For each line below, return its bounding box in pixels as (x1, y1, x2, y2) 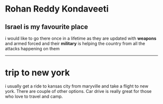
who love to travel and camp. (5, 93, 63, 99)
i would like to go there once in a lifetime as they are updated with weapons (5, 35, 157, 41)
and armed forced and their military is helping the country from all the (5, 41, 146, 46)
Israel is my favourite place (5, 23, 88, 31)
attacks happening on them (5, 46, 60, 51)
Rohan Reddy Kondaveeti (5, 3, 109, 15)
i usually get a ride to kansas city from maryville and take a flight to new (5, 83, 149, 89)
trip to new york (5, 67, 70, 78)
